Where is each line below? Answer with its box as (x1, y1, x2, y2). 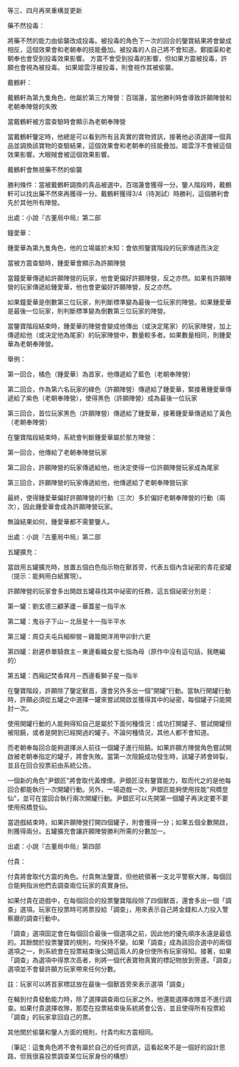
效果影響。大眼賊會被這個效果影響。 (7, 150, 114, 159)
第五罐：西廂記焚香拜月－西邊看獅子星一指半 (7, 671, 139, 679)
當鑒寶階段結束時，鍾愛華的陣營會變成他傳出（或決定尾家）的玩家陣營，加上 (7, 322, 232, 330)
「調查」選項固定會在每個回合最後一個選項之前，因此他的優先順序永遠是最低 (7, 929, 232, 938)
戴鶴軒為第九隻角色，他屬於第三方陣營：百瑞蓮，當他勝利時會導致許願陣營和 (7, 93, 232, 102)
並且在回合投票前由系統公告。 (7, 761, 95, 770)
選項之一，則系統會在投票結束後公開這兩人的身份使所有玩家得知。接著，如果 (7, 947, 232, 955)
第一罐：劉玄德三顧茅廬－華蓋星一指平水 (7, 602, 126, 610)
